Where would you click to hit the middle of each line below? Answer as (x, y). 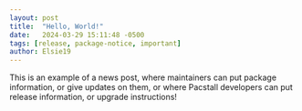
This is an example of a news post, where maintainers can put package (143, 77)
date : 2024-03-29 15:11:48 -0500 (77, 35)
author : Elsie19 (40, 52)
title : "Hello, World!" (57, 26)
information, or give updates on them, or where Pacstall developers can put (151, 87)
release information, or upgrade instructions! (94, 97)
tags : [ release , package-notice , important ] (95, 43)
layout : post (34, 18)
